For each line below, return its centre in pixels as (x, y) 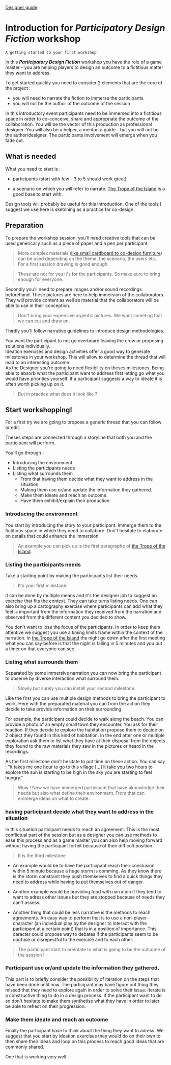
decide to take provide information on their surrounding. (64, 709)
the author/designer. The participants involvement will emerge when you (81, 135)
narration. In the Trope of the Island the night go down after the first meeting (85, 637)
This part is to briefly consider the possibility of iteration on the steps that (82, 979)
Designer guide (21, 7)
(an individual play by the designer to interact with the (90, 923)
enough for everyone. (40, 279)
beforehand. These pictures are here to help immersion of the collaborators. (85, 294)
